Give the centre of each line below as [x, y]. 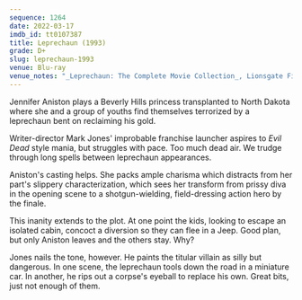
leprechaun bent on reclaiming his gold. [83, 120]
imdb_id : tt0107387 [46, 34]
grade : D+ [28, 51]
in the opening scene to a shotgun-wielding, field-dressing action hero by [146, 193]
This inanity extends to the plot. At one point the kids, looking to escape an [148, 220]
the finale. [28, 203]
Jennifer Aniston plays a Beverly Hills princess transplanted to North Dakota [150, 101]
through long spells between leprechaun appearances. [111, 157]
